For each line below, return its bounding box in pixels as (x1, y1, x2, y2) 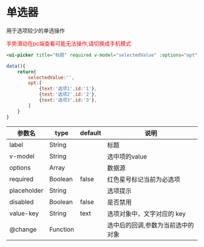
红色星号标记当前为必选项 (107, 175, 180, 184)
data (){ (6, 63, 26, 69)
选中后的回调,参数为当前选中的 (107, 221, 194, 229)
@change (9, 225, 37, 234)
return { (17, 68, 36, 75)
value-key (9, 209, 39, 217)
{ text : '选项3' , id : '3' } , (38, 97, 97, 104)
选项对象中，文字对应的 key (107, 209, 186, 218)
